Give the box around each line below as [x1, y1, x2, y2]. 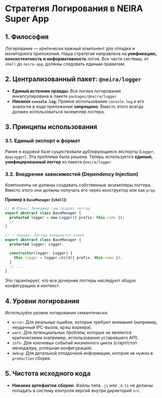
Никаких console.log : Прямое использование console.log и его [12, 98, 145, 104]
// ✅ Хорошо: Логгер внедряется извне [5, 233, 84, 238]
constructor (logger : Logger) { [9, 251, 73, 255]
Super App [5, 13, 49, 24]
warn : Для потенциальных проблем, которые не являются [12, 329, 132, 335]
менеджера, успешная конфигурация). [12, 345, 93, 351]
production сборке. [12, 355, 52, 361]
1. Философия [5, 33, 49, 41]
